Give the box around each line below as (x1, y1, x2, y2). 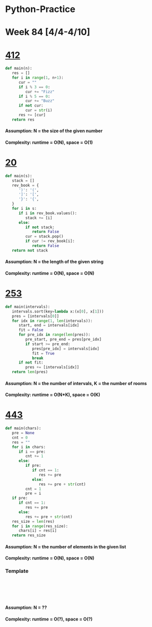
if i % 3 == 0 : (18, 84, 50, 90)
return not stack (11, 248, 48, 253)
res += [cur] (18, 113, 46, 118)
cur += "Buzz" (25, 99, 55, 104)
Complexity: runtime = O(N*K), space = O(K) (5, 392, 100, 398)
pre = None (11, 431, 35, 436)
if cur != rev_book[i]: (25, 239, 75, 244)
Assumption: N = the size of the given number (5, 128, 103, 134)
